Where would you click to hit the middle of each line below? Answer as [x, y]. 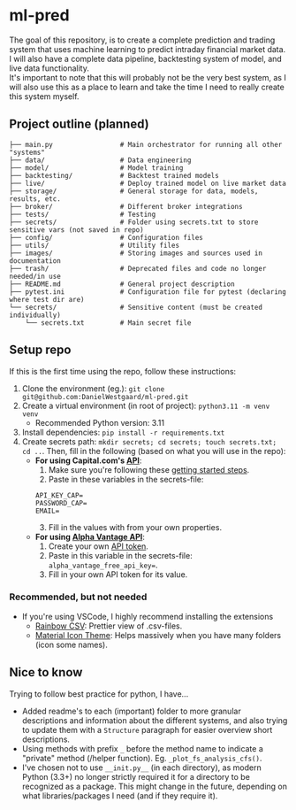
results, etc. [35, 199]
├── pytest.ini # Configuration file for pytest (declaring [148, 292]
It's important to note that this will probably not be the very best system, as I [148, 77]
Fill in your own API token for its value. [118, 574]
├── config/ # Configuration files [106, 237]
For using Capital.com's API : [88, 460]
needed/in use [35, 276]
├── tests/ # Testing [83, 214]
